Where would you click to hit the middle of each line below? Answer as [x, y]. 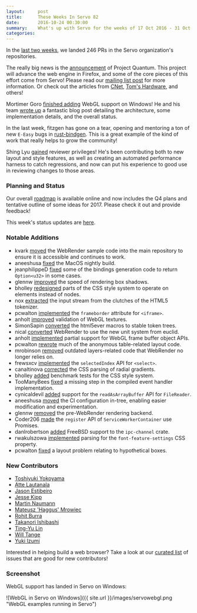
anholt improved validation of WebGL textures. [71, 319]
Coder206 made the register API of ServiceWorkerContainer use [93, 419]
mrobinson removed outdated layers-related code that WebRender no [99, 350]
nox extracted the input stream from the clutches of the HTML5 [91, 300]
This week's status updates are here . [51, 222]
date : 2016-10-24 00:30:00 [47, 22]
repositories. [21, 56]
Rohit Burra [28, 516]
